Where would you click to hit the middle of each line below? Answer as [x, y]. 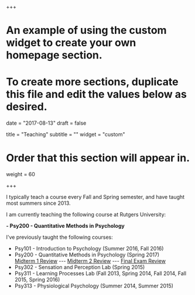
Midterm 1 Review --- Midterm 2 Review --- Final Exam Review [90, 261]
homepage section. [54, 55]
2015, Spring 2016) [37, 280]
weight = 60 [20, 174]
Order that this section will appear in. [98, 158]
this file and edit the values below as [97, 95]
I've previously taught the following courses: [59, 237]
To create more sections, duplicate [92, 82]
